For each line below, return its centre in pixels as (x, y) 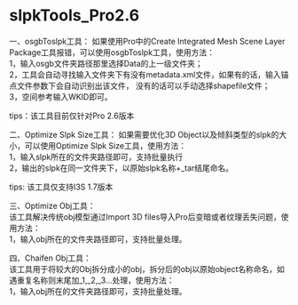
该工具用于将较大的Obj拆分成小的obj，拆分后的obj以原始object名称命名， (143, 269)
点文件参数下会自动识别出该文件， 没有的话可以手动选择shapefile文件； (140, 85)
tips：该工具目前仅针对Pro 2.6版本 (72, 116)
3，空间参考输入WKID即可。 (61, 96)
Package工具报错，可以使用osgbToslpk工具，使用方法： (112, 52)
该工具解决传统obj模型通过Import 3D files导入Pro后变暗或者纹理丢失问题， (145, 217)
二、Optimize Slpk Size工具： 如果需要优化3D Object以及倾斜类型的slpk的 (144, 134)
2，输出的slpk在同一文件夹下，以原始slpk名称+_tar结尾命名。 (122, 168)
